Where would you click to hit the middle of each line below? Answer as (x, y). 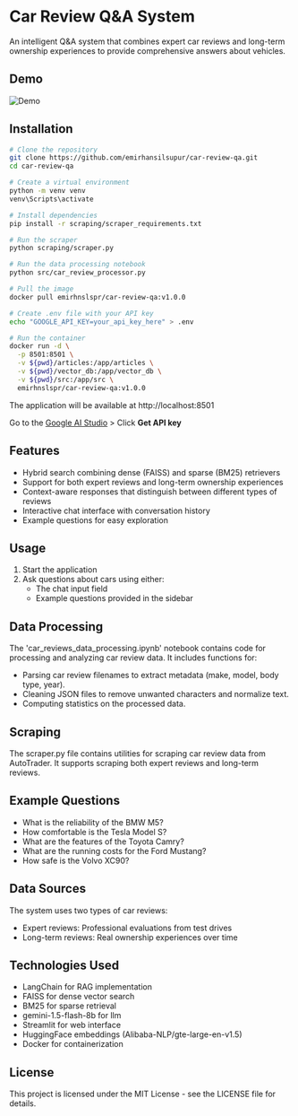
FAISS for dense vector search (78, 997)
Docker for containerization (72, 1044)
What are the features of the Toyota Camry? (103, 841)
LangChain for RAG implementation (87, 987)
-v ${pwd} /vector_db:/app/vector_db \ (90, 371)
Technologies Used (64, 965)
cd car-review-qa (42, 166)
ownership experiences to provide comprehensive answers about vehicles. (148, 50)
